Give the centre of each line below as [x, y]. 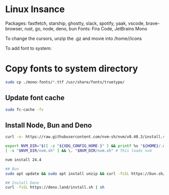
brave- [153, 23]
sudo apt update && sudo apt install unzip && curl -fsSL [67, 174]
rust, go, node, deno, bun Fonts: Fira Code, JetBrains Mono [86, 28]
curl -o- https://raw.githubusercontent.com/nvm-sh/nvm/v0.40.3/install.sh [86, 137]
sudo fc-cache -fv [24, 110]
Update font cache [35, 98]
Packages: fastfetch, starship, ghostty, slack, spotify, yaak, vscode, [75, 23]
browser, [14, 28]
